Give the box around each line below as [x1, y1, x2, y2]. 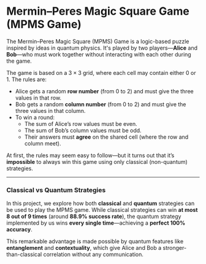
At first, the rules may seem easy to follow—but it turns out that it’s [6, 152, 175, 159]
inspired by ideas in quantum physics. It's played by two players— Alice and [6, 44, 198, 52]
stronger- [162, 244, 187, 252]
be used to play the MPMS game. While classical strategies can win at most [6, 206, 198, 214]
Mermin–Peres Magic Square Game [6, 4, 190, 18]
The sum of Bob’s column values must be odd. [24, 126, 142, 134]
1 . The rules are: [6, 76, 47, 83]
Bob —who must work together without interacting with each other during [6, 50, 191, 58]
